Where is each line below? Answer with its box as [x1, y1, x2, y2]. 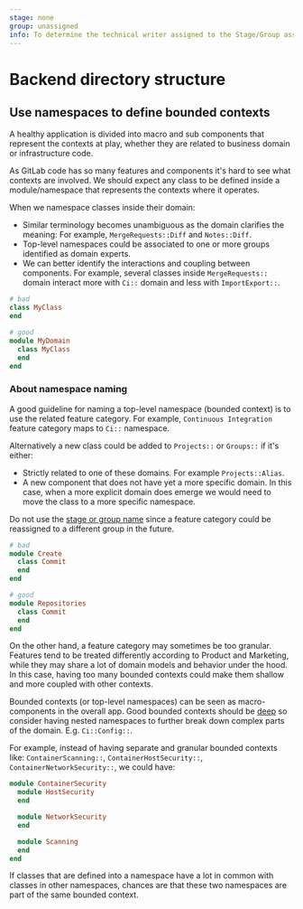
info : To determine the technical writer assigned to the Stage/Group [9, 30, 280, 39]
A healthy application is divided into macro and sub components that [9, 128, 264, 140]
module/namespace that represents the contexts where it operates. [9, 184, 260, 195]
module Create [9, 548, 63, 558]
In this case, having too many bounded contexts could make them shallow [9, 670, 284, 680]
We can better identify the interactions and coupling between [22, 258, 251, 269]
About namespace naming [9, 383, 128, 396]
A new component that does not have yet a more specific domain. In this [22, 476, 292, 488]
